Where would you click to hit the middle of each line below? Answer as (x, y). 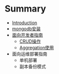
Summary (25, 9)
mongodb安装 (26, 29)
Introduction (24, 23)
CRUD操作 (30, 41)
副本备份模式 (32, 66)
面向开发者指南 (27, 35)
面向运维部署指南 (29, 54)
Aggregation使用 (36, 47)
